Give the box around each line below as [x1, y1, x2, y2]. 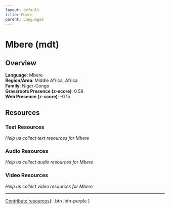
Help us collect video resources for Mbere [5, 183, 93, 189]
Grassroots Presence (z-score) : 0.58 [5, 88, 83, 94]
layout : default [5, 7, 39, 13]
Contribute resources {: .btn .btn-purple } [5, 198, 90, 204]
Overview [5, 59, 37, 67]
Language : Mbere [5, 72, 43, 78]
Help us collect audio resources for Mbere [5, 159, 94, 165]
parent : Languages [5, 17, 44, 22]
